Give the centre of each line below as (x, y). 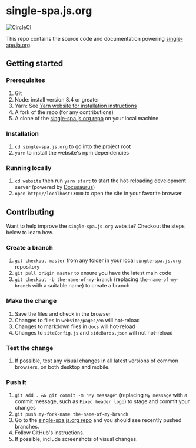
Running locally (29, 168)
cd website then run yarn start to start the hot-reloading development (100, 181)
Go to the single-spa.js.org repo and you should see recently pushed (98, 420)
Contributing (30, 212)
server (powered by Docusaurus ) (55, 187)
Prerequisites (26, 80)
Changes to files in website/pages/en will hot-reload (77, 320)
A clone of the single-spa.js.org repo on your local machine (87, 118)
